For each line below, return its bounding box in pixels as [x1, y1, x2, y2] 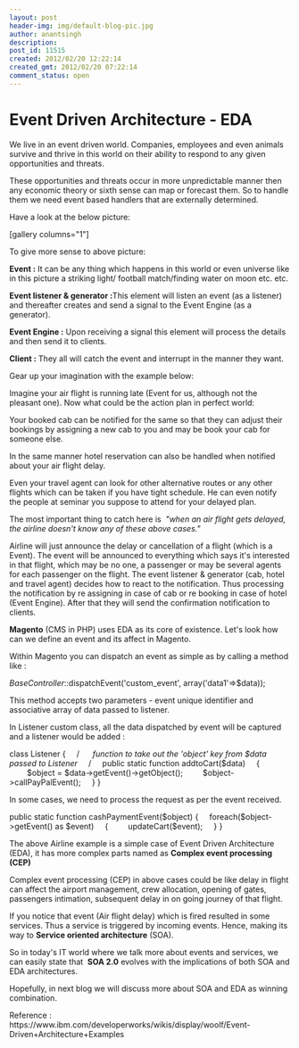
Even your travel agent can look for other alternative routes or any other [9, 477, 273, 488]
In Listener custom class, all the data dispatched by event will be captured [9, 722, 282, 732]
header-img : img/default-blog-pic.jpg [9, 21, 154, 30]
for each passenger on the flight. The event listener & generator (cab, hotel [9, 568, 286, 580]
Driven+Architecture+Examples [9, 1028, 125, 1039]
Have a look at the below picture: [9, 211, 131, 222]
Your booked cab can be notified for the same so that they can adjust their [9, 414, 283, 425]
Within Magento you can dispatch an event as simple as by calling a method [9, 650, 289, 661]
